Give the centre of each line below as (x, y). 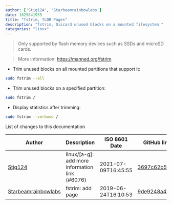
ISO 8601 (116, 139)
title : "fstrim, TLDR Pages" (36, 19)
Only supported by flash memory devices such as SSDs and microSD (91, 44)
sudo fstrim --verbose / (32, 117)
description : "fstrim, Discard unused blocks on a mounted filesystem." (84, 24)
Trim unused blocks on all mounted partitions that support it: (77, 69)
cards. (25, 49)
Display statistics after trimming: (47, 107)
